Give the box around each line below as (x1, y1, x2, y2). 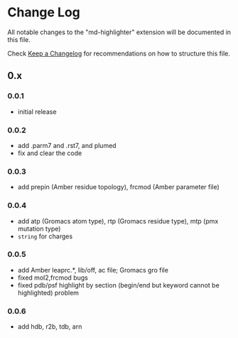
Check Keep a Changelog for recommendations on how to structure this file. (7, 49, 231, 58)
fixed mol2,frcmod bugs (17, 273, 89, 282)
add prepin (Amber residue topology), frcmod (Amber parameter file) (17, 183, 220, 191)
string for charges (17, 232, 73, 241)
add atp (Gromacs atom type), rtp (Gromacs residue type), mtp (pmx (17, 216, 219, 225)
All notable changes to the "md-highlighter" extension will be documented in (7, 28, 232, 36)
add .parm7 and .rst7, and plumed (17, 141, 117, 149)
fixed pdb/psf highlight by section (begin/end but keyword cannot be (17, 280, 220, 289)
